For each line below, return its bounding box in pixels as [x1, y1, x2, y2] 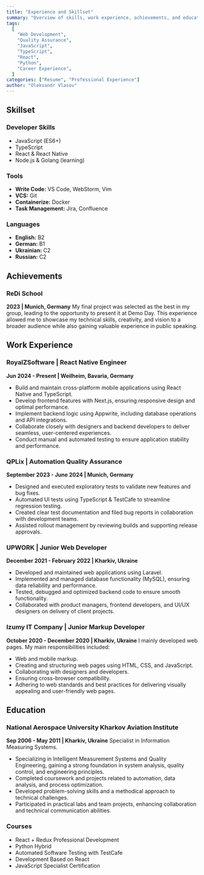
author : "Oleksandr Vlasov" [6, 83, 78, 89]
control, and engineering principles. [15, 768, 104, 776]
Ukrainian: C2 [15, 247, 51, 254]
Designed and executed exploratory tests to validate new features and [15, 483, 191, 490]
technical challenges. [15, 794, 69, 801]
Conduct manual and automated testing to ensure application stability [15, 436, 189, 443]
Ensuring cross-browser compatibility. [15, 674, 111, 682]
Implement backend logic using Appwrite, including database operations [15, 410, 197, 417]
